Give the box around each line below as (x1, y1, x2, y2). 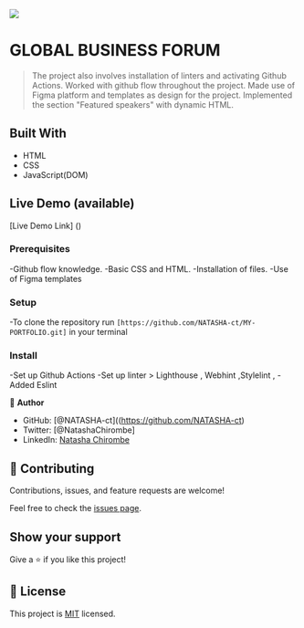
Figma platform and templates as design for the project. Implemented (31, 89, 293, 100)
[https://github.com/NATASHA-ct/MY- (116, 319, 257, 328)
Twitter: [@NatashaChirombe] (22, 424, 135, 435)
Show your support (9, 529, 121, 545)
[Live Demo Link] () (9, 220, 82, 231)
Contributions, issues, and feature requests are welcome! (9, 485, 225, 497)
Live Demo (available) (9, 196, 135, 212)
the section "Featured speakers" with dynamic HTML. (31, 99, 235, 110)
